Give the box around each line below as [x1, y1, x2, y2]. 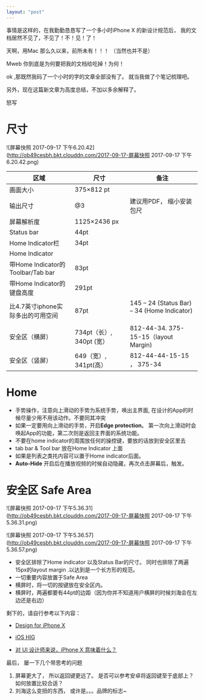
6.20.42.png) [6, 158, 39, 165]
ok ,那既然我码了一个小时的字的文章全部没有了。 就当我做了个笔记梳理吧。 [6, 72, 192, 80]
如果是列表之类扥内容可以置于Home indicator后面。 [15, 452, 144, 459]
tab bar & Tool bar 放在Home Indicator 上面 [15, 444, 123, 451]
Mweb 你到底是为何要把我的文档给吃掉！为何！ [6, 60, 124, 67]
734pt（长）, [75, 328, 112, 336]
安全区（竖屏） [9, 356, 53, 364]
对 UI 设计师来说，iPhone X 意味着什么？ [15, 646, 117, 654]
